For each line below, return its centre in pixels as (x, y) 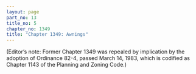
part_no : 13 (21, 18)
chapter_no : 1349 (28, 29)
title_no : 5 (21, 23)
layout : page (23, 12)
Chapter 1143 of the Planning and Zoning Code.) (66, 65)
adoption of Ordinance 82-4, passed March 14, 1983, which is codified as (98, 58)
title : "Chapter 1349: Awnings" (47, 35)
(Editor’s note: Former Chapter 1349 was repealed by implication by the (96, 52)
